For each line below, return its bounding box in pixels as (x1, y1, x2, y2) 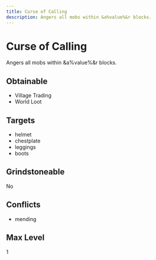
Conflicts (6, 200, 41, 210)
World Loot (14, 98, 42, 105)
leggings (14, 144, 37, 151)
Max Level (6, 233, 45, 243)
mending (14, 215, 37, 222)
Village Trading (14, 92, 52, 99)
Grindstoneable (6, 167, 65, 177)
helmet (14, 131, 32, 138)
